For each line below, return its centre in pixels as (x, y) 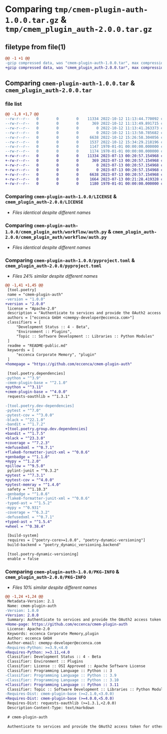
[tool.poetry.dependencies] (36, 373)
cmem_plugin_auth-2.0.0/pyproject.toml (53, 266)
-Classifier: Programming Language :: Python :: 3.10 (62, 680)
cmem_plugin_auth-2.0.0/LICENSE (44, 202)
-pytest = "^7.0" (23, 410)
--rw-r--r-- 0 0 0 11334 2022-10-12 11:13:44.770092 (82, 119)
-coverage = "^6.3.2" (28, 513)
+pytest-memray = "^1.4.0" (33, 485)
